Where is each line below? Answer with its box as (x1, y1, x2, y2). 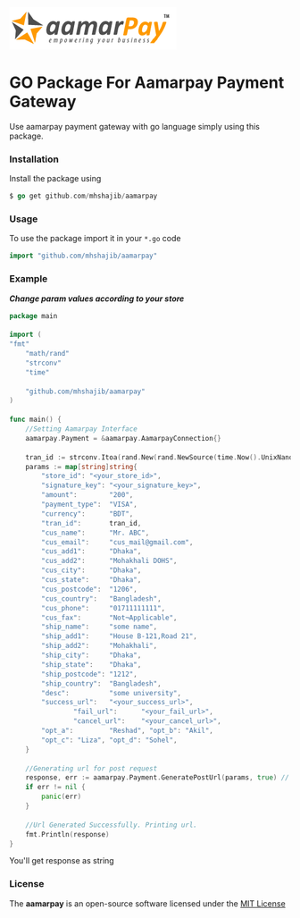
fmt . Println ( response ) (25, 830, 110, 838)
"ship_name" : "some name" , (41, 622, 158, 632)
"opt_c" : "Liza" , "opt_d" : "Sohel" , (41, 736, 178, 745)
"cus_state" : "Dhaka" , (41, 576, 142, 585)
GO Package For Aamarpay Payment (9, 72, 285, 93)
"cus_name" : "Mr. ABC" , (41, 528, 150, 537)
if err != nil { (25, 783, 87, 792)
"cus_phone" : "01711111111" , (41, 603, 166, 612)
